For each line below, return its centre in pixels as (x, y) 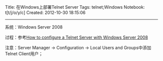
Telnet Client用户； (24, 54)
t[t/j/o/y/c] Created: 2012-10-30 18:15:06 (45, 13)
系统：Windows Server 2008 (34, 27)
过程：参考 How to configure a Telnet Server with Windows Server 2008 (76, 37)
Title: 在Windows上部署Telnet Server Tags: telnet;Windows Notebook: (75, 7)
